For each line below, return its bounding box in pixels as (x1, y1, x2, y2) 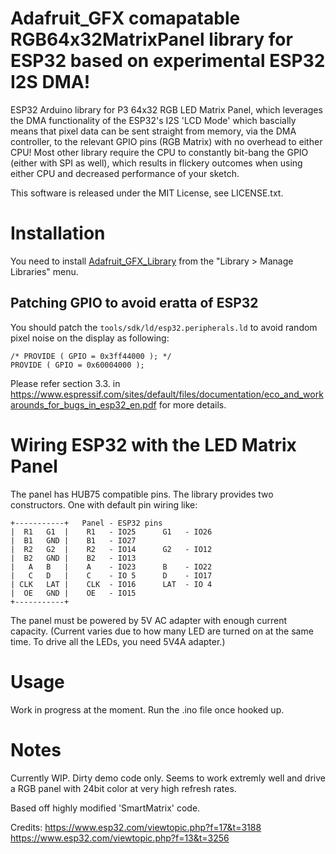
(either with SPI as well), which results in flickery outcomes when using (10, 157, 303, 169)
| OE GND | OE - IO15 (10, 588, 137, 598)
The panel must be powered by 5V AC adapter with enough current (10, 614, 288, 626)
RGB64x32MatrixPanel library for (10, 28, 293, 51)
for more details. (158, 398, 227, 411)
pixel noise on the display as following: (10, 332, 170, 344)
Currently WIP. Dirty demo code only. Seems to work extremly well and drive (10, 772, 326, 784)
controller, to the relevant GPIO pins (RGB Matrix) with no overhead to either (10, 135, 323, 147)
